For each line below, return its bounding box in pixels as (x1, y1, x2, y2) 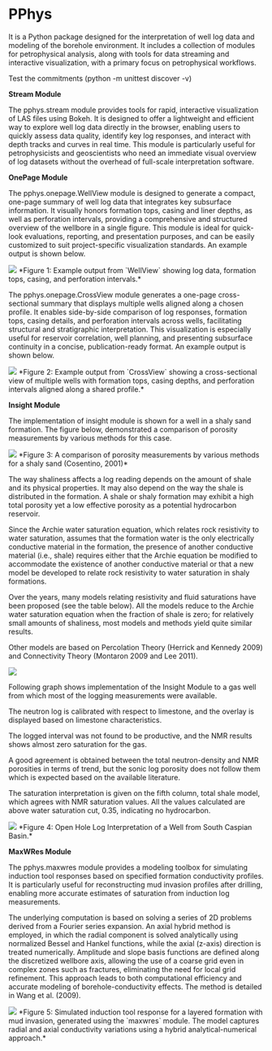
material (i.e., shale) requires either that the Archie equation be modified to (8, 550, 258, 560)
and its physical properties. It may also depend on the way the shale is (8, 483, 244, 493)
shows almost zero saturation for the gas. (8, 739, 148, 749)
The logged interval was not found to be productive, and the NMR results (8, 731, 253, 740)
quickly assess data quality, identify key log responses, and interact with (8, 131, 251, 141)
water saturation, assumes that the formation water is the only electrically (8, 533, 254, 543)
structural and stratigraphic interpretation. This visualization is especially (8, 324, 252, 334)
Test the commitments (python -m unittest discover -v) (8, 73, 192, 83)
